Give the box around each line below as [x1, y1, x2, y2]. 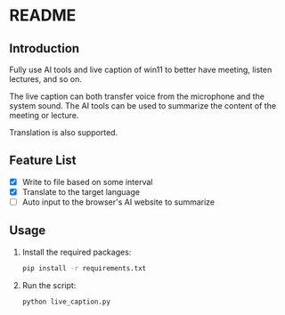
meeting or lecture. [9, 110, 79, 120]
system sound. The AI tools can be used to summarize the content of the [9, 101, 277, 111]
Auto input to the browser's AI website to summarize [21, 197, 216, 207]
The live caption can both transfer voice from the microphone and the [9, 91, 265, 101]
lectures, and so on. [9, 74, 83, 85]
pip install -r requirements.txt [21, 263, 147, 272]
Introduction [9, 41, 80, 56]
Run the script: [21, 279, 77, 290]
